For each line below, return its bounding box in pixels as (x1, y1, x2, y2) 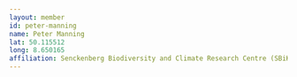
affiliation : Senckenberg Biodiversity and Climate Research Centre (9, 54, 267, 63)
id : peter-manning (9, 21, 77, 30)
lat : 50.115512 (9, 37, 65, 47)
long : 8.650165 (9, 46, 65, 55)
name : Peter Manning (9, 29, 86, 38)
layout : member (9, 12, 65, 22)
